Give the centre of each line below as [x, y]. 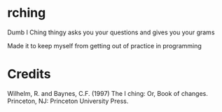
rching [27, 13]
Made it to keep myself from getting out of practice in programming [104, 45]
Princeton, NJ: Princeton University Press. [68, 101]
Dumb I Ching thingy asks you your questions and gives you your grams [111, 32]
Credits [29, 74]
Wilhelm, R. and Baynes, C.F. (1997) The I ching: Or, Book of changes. [107, 93]
